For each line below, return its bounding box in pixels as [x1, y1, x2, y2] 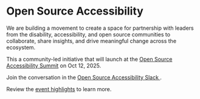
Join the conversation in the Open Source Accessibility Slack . [6, 73, 162, 81]
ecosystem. [6, 44, 36, 51]
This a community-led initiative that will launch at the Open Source [6, 55, 173, 63]
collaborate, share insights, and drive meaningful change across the [6, 37, 177, 44]
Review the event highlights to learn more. [6, 85, 112, 92]
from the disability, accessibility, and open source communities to [6, 30, 171, 38]
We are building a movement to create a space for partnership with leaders [6, 24, 194, 32]
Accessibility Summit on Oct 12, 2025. [6, 62, 102, 69]
